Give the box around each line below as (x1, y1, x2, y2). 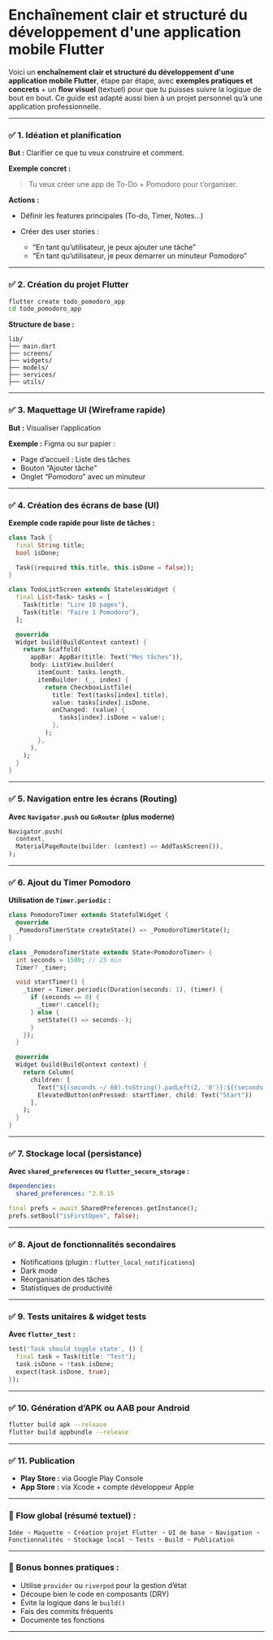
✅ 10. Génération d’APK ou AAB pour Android (8, 1402, 190, 1413)
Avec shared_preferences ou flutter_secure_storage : (8, 1166, 189, 1176)
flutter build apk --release (8, 1421, 107, 1429)
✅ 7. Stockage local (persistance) (8, 1148, 142, 1159)
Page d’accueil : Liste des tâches (19, 454, 131, 464)
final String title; (15, 541, 85, 549)
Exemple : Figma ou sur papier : (8, 439, 116, 448)
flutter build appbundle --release (8, 1428, 129, 1437)
